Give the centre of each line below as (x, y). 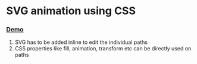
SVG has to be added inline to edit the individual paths (81, 42)
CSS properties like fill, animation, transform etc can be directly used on (103, 49)
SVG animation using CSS (71, 11)
